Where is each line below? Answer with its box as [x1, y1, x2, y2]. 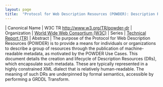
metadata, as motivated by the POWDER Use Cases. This [23, 50, 138, 56]
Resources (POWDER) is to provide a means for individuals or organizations [5, 40, 156, 46]
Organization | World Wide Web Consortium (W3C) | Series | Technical [5, 30, 147, 36]
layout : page [5, 7, 32, 12]
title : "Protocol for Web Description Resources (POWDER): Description [5, 12, 155, 16]
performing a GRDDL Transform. [5, 76, 70, 82]
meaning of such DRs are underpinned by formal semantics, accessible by [5, 71, 154, 77]
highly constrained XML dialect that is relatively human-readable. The [5, 66, 144, 72]
